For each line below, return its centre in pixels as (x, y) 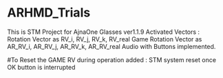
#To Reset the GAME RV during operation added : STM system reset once (112, 59)
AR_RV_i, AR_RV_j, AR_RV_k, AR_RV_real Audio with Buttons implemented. (111, 46)
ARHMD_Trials (49, 13)
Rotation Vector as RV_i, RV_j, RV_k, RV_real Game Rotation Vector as (105, 39)
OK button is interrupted (41, 67)
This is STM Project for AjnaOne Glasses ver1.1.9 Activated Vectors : (104, 32)
